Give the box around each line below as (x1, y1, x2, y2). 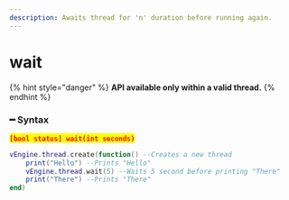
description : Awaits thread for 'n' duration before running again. (9, 13, 273, 23)
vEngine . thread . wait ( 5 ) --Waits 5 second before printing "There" (25, 167, 281, 176)
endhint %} (9, 91, 51, 102)
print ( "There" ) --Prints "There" (25, 175, 152, 185)
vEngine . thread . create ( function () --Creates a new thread (9, 150, 232, 159)
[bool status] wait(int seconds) (9, 134, 135, 143)
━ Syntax (9, 114, 50, 126)
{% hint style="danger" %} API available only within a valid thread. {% (9, 82, 275, 93)
